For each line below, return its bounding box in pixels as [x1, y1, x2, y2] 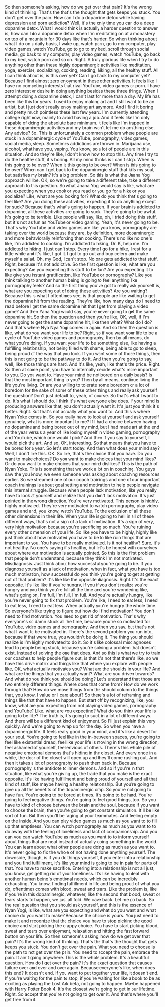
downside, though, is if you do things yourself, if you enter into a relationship [5, 855, 161, 860]
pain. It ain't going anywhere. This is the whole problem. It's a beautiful [5, 955, 149, 960]
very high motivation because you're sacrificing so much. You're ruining [5, 524, 151, 530]
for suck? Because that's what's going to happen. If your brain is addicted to [5, 204, 160, 210]
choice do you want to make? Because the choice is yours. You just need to [5, 913, 159, 918]
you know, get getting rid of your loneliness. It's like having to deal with [5, 871, 149, 876]
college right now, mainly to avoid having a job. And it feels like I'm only [5, 115, 150, 120]
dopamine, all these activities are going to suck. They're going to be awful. [5, 209, 157, 214]
